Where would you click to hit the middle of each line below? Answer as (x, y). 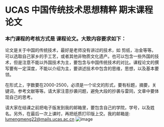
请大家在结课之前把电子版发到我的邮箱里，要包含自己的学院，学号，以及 (78, 107)
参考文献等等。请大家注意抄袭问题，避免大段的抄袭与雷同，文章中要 (86, 91)
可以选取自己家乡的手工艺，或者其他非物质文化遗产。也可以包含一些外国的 (80, 56)
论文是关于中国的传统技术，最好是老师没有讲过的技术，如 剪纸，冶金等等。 (81, 50)
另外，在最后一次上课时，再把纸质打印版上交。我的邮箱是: (72, 114)
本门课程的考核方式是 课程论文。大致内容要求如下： (66, 39)
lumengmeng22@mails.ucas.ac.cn (40, 119)
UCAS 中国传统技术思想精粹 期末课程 (79, 10)
